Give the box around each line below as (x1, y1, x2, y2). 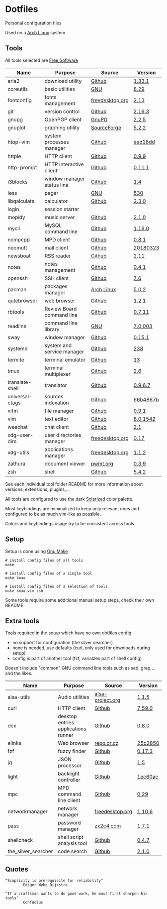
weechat (7, 423, 28, 430)
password (58, 819, 81, 826)
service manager (44, 348, 84, 355)
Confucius (23, 900, 43, 905)
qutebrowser (7, 297, 38, 304)
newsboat (7, 252, 31, 259)
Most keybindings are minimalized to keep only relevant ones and (5, 505, 139, 511)
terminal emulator (44, 356, 86, 363)
